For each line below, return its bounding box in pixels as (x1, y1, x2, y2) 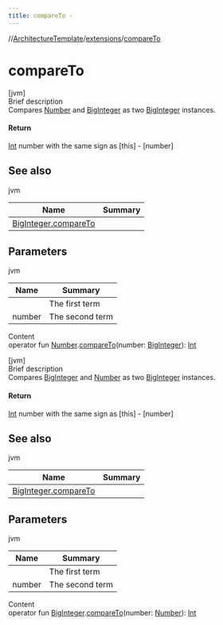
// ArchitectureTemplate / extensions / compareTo (8, 34, 161, 43)
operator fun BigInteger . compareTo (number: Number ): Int (8, 608, 197, 618)
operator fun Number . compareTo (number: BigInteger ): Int (8, 340, 197, 350)
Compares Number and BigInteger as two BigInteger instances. (8, 105, 217, 114)
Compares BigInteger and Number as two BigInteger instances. (8, 373, 217, 382)
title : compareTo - (8, 11, 73, 20)
